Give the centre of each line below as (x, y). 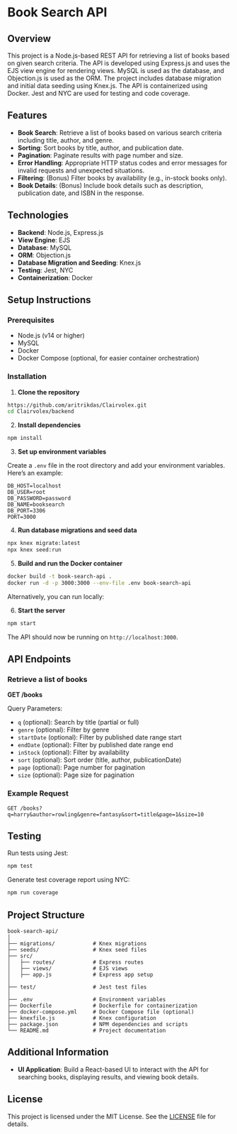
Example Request (38, 793)
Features (27, 115)
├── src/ (20, 956)
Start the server (41, 610)
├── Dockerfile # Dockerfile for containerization (103, 1006)
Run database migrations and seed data (77, 530)
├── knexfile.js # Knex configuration (82, 1018)
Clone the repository (48, 392)
